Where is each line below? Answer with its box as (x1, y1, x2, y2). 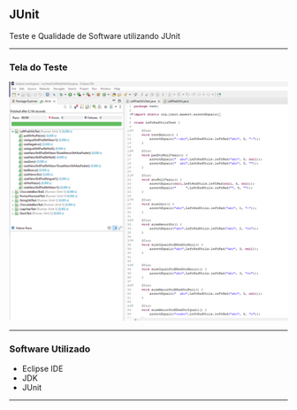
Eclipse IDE (21, 363, 64, 374)
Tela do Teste (9, 61, 68, 73)
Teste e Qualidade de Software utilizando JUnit (9, 30, 181, 41)
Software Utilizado (9, 343, 91, 355)
